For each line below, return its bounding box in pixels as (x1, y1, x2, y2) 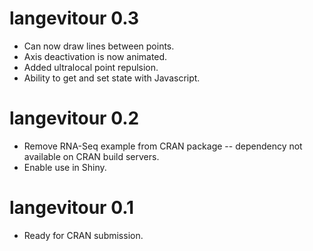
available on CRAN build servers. (23, 150, 160, 162)
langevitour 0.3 (9, 7, 139, 30)
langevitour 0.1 (9, 197, 135, 219)
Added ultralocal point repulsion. (23, 61, 159, 73)
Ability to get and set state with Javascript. (23, 72, 201, 84)
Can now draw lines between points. (23, 40, 175, 52)
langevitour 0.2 (9, 107, 140, 130)
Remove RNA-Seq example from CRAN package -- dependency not (23, 140, 303, 152)
